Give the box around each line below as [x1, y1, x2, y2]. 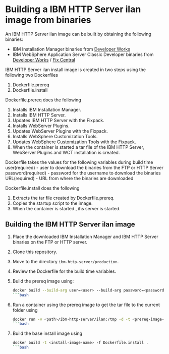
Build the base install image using [12, 330, 82, 336]
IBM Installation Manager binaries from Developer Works [12, 46, 130, 52]
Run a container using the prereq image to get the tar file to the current [12, 302, 160, 308]
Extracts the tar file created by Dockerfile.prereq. [12, 195, 115, 201]
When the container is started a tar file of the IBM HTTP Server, [12, 144, 145, 150]
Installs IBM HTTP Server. [12, 112, 66, 118]
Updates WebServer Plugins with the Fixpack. [12, 128, 108, 134]
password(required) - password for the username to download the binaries [5, 170, 161, 176]
